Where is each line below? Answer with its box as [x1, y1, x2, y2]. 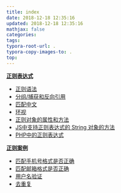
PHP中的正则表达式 [15, 131, 64, 138]
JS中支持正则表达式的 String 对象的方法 [15, 123, 115, 131]
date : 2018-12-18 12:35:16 [6, 15, 75, 21]
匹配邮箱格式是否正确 [15, 165, 69, 172]
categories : [6, 32, 37, 38]
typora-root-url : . [6, 44, 56, 50]
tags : [6, 37, 20, 44]
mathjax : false [6, 26, 45, 32]
